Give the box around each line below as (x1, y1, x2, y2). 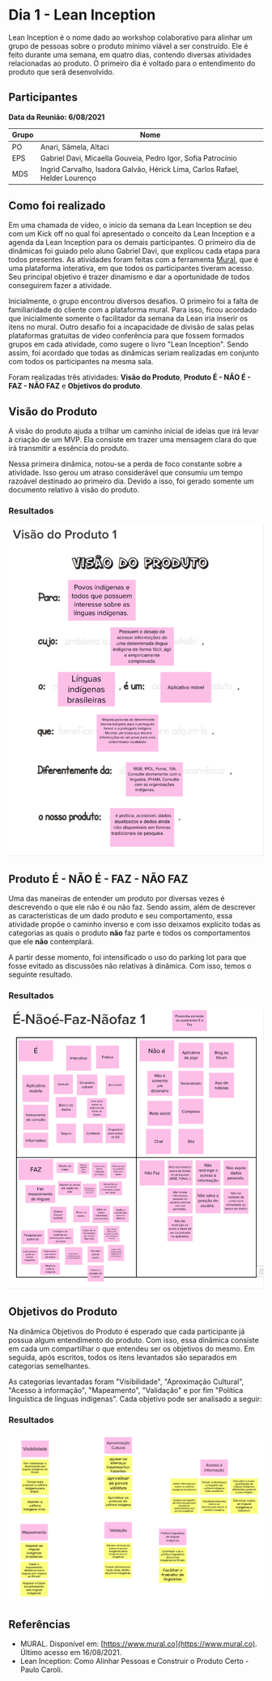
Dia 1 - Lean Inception (8, 6, 156, 24)
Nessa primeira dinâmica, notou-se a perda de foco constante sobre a (8, 459, 243, 469)
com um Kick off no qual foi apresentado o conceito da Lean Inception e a (8, 229, 256, 239)
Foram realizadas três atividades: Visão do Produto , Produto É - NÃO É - (8, 372, 251, 382)
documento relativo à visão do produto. (8, 485, 140, 495)
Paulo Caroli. (19, 1665, 63, 1675)
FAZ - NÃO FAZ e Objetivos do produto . (8, 381, 143, 391)
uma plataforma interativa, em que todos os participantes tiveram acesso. (8, 264, 255, 273)
